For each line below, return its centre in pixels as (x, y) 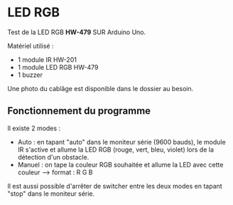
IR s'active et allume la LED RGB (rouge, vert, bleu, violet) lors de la (116, 149)
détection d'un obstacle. (53, 157)
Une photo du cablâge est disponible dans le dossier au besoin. (101, 88)
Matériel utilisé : (31, 46)
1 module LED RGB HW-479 (58, 67)
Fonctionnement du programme (79, 111)
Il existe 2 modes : (34, 128)
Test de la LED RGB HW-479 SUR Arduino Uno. (77, 32)
